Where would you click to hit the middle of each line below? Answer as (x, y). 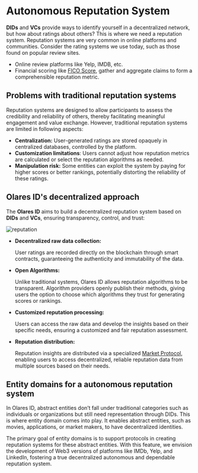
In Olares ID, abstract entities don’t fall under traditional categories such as (97, 408)
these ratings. (31, 178)
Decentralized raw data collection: (58, 241)
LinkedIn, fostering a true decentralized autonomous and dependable (91, 458)
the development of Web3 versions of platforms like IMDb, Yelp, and (90, 451)
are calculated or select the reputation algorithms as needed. (89, 159)
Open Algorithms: (37, 270)
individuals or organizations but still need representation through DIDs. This (98, 414)
